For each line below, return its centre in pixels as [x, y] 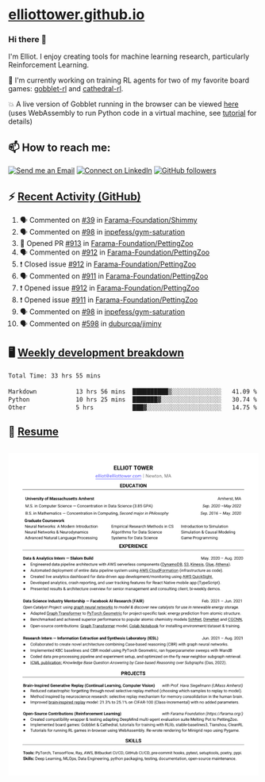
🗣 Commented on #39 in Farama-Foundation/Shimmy [108, 220]
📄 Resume [34, 432]
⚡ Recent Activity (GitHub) [75, 196]
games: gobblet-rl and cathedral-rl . [66, 89]
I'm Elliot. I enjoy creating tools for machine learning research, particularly [129, 56]
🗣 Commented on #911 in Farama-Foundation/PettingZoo [114, 276]
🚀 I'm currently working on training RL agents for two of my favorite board [129, 80]
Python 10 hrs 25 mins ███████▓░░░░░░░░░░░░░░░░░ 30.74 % [133, 399]
